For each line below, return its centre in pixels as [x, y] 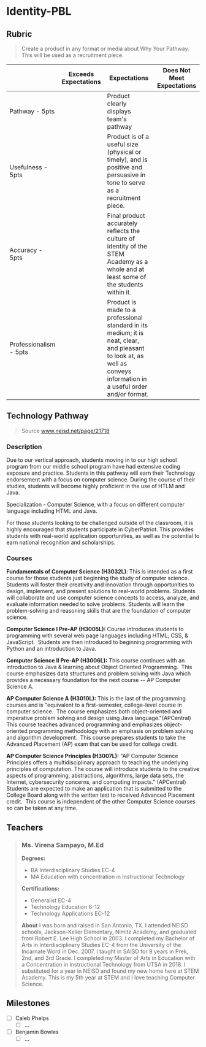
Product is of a [128, 136]
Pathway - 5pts [32, 111]
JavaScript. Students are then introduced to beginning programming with [99, 642]
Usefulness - [29, 167]
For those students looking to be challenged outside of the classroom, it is [100, 523]
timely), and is [127, 159]
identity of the [127, 246]
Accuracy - [26, 250]
